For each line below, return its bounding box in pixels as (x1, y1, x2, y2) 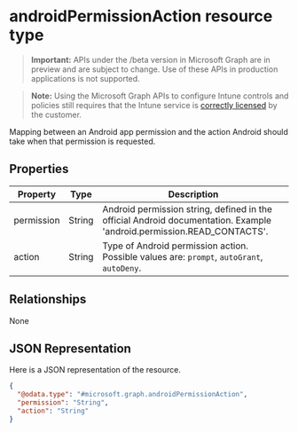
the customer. (30, 109, 82, 120)
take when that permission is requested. (9, 136, 156, 146)
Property (17, 188, 56, 200)
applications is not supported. (30, 73, 140, 83)
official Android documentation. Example (101, 214, 272, 226)
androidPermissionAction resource (9, 6, 273, 27)
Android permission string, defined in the (101, 202, 272, 215)
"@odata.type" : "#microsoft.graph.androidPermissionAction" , (17, 390, 248, 399)
